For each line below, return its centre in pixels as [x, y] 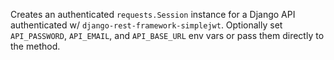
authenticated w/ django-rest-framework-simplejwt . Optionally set [146, 25]
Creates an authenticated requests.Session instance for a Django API [153, 14]
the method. [35, 46]
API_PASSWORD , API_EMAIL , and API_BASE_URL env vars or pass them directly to [167, 35]
